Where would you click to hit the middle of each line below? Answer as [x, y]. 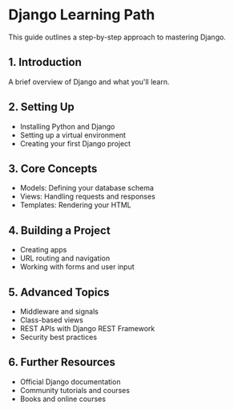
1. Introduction [45, 62]
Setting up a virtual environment [73, 135]
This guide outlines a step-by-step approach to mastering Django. [117, 37]
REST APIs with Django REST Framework [87, 328]
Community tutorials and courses [75, 390]
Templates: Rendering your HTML [76, 205]
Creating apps [43, 250]
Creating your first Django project [75, 143]
